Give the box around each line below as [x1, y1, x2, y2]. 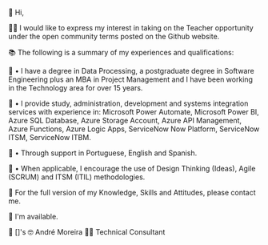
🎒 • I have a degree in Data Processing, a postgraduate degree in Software [8, 66, 254, 75]
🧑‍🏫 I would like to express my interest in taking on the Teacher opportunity [8, 23, 254, 32]
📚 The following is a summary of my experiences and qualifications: [8, 48, 234, 57]
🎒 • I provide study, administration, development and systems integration [8, 98, 249, 108]
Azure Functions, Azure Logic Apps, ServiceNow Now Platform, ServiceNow [8, 124, 260, 134]
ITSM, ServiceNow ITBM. [8, 133, 92, 142]
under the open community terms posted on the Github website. [8, 32, 220, 41]
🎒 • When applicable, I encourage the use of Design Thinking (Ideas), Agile [8, 164, 256, 173]
